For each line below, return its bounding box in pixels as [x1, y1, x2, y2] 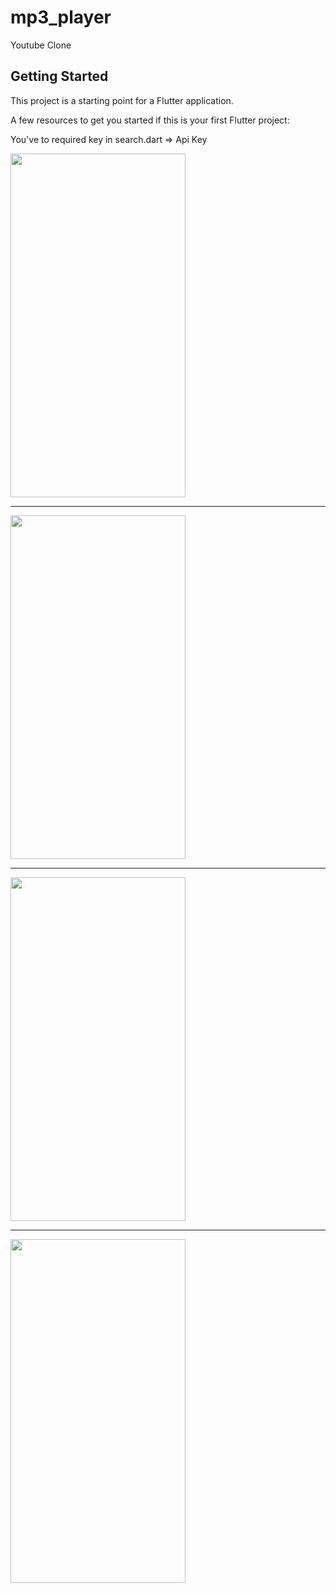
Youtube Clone [10, 39, 72, 51]
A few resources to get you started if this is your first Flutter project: [10, 114, 290, 126]
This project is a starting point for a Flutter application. [10, 94, 234, 106]
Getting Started [10, 68, 109, 85]
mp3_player [10, 6, 112, 29]
